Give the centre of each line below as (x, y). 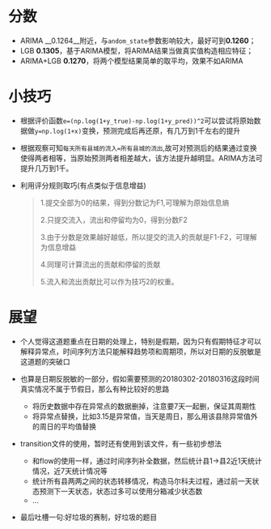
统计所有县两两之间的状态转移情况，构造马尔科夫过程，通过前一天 (142, 481)
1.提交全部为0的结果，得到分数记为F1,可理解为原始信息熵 (135, 203)
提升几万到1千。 (47, 168)
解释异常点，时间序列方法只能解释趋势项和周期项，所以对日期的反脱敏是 (140, 351)
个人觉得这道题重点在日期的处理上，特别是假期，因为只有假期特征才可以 (140, 341)
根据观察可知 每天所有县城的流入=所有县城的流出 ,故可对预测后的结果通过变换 (138, 147)
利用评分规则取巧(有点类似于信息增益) (83, 185)
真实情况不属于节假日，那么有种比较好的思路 (95, 389)
